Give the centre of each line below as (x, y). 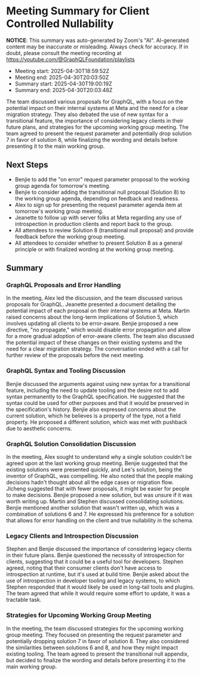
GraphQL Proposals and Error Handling (64, 285)
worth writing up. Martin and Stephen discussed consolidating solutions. (95, 501)
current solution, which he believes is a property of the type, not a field (93, 415)
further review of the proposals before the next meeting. (76, 355)
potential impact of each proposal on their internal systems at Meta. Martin (98, 311)
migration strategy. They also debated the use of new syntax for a (87, 114)
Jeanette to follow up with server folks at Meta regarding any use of (98, 217)
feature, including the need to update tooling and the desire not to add (93, 390)
